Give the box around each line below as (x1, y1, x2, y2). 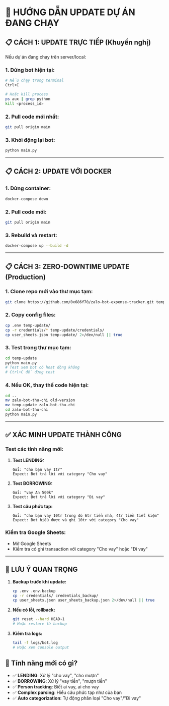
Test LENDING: (12, 457, 44, 463)
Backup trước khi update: (12, 578, 67, 584)
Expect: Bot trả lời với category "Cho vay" (12, 471, 108, 476)
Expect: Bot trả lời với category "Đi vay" (12, 494, 106, 500)
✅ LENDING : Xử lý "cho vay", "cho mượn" (12, 672, 99, 678)
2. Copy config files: (5, 311, 56, 318)
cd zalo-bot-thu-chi (5, 407, 49, 412)
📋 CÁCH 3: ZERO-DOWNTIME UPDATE (5, 262, 130, 271)
